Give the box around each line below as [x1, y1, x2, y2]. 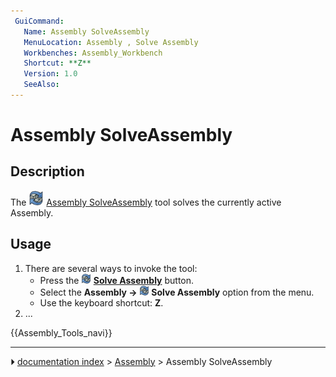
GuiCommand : [14, 16, 65, 26]
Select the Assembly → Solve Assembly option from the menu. [39, 286, 315, 298]
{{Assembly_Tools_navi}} [10, 326, 113, 339]
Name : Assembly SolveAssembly [23, 26, 150, 37]
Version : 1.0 [23, 69, 78, 79]
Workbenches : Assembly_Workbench [23, 48, 163, 58]
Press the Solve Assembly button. [39, 274, 195, 286]
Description [10, 163, 85, 180]
